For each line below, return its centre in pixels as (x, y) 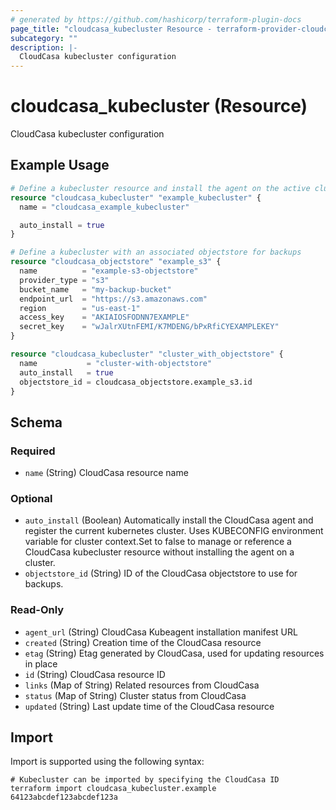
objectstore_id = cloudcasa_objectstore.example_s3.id (136, 382)
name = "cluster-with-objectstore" (116, 363)
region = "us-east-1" (80, 308)
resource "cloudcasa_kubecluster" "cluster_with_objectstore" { (147, 354)
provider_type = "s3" (64, 280)
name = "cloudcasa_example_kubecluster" (104, 207)
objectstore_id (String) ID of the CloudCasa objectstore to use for (161, 573)
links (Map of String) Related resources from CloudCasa (142, 685)
